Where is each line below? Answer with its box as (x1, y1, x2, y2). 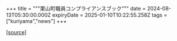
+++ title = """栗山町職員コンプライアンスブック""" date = (6, 5, 147, 12)
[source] (6, 29, 27, 36)
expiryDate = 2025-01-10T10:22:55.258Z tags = (52, 12, 168, 18)
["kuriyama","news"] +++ (6, 18, 67, 24)
